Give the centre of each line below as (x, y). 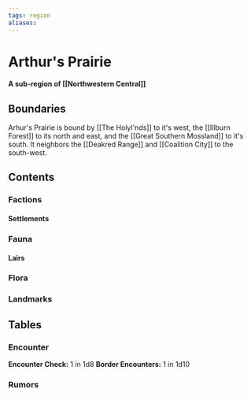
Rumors (24, 384)
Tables (25, 325)
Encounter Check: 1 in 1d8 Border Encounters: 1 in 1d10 (99, 365)
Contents (31, 178)
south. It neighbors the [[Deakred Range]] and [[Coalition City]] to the (121, 144)
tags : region (30, 15)
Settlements (29, 218)
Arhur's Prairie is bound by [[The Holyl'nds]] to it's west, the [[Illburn (119, 128)
